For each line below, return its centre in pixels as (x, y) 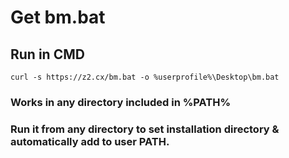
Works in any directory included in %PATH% (121, 102)
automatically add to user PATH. (90, 141)
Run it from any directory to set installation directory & (145, 129)
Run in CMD (47, 54)
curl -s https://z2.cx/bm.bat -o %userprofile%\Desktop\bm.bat (145, 77)
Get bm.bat (58, 17)
